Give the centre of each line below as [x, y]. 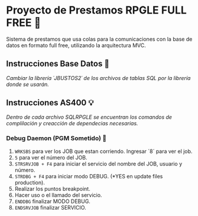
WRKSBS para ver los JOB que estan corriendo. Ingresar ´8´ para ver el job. [103, 151]
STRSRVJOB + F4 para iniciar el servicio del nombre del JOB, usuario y [98, 164]
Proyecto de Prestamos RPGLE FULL [97, 10]
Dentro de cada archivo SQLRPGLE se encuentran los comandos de [89, 117]
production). [30, 182]
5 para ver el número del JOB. [51, 157]
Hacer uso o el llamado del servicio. [58, 195]
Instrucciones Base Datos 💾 [58, 64]
